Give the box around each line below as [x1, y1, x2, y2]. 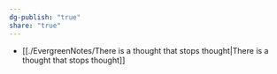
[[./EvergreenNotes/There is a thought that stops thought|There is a [21, 45, 269, 55]
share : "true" [9, 21, 62, 30]
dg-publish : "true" [9, 12, 81, 22]
